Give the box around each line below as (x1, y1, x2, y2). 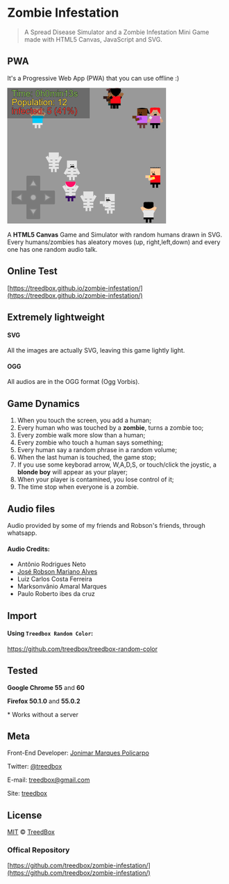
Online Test (7, 266, 58, 278)
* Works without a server (7, 710, 78, 718)
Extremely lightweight (7, 311, 105, 323)
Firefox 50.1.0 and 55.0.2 (7, 697, 81, 705)
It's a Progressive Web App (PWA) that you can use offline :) (7, 74, 180, 82)
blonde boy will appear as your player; (17, 468, 128, 476)
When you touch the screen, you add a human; (17, 416, 151, 425)
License (7, 809, 42, 821)
